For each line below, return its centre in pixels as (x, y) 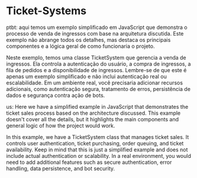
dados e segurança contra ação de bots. (56, 95)
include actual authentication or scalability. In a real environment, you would (98, 156)
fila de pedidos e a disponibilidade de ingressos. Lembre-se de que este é (96, 70)
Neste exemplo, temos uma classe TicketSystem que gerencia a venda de (96, 57)
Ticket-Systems (46, 11)
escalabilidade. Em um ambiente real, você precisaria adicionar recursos (95, 82)
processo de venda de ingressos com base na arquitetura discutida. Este (95, 33)
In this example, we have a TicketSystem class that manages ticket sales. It (98, 137)
